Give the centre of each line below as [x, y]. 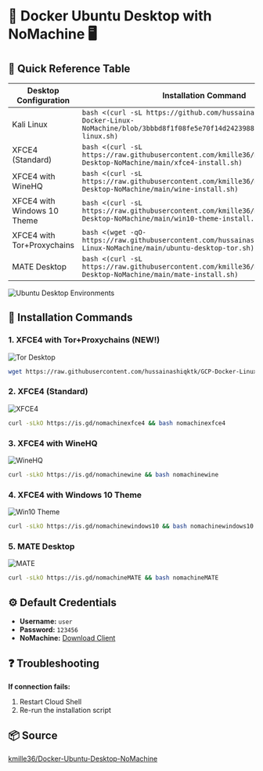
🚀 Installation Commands [70, 318]
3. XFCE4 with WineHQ [53, 443]
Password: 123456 [49, 630]
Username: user [46, 621]
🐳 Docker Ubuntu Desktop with [110, 16]
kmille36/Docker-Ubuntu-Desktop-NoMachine [83, 758]
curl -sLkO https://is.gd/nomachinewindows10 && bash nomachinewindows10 [131, 526]
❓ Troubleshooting [54, 664]
